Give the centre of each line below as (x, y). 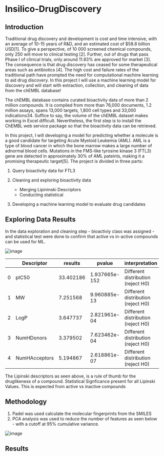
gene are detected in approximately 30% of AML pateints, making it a (75, 156)
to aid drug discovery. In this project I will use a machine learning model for (81, 80)
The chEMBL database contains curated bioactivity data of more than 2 (77, 100)
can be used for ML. (25, 241)
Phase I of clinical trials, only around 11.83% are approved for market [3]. (78, 59)
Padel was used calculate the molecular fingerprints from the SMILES (82, 414)
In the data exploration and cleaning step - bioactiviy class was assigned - (80, 231)
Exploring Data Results (40, 220)
